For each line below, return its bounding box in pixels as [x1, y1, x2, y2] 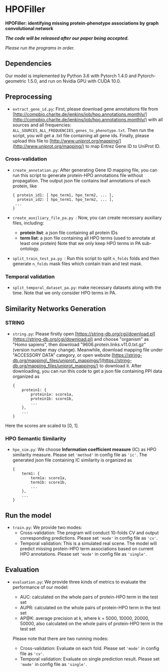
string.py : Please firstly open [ [12, 331, 77, 337]
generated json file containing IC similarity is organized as [12, 457, 132, 463]
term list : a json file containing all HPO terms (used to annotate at [20, 235, 155, 241]
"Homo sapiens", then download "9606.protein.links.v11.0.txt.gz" [12, 341, 146, 347]
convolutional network [5, 25, 54, 31]
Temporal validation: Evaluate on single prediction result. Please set [20, 655, 160, 662]
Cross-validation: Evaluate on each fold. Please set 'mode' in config [20, 645, 159, 651]
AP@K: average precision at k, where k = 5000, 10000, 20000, [20, 615, 149, 621]
